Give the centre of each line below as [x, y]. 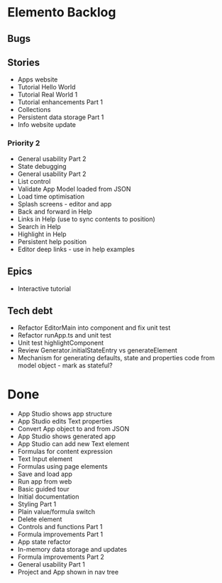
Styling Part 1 [37, 504]
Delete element [40, 519]
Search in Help [39, 226]
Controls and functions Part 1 [60, 527]
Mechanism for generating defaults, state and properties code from [116, 358]
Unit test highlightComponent [61, 343]
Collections [34, 110]
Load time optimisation [51, 196]
